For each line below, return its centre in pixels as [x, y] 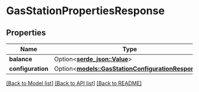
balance [21, 59]
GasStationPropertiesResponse [85, 11]
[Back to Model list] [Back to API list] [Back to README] [74, 83]
